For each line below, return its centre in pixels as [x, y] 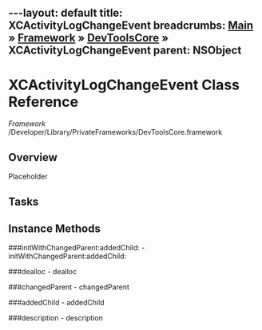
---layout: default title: [65, 13]
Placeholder [28, 177]
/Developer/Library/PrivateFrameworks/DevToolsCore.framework [115, 132]
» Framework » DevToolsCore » [89, 38]
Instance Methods [55, 228]
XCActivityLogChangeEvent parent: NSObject [125, 51]
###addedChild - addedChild [57, 303]
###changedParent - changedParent [69, 287]
